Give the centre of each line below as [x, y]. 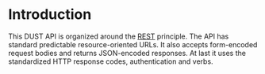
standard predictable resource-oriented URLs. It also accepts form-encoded [133, 44]
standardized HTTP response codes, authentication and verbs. [111, 61]
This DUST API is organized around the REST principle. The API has [119, 36]
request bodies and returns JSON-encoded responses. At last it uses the [127, 53]
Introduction [50, 15]
